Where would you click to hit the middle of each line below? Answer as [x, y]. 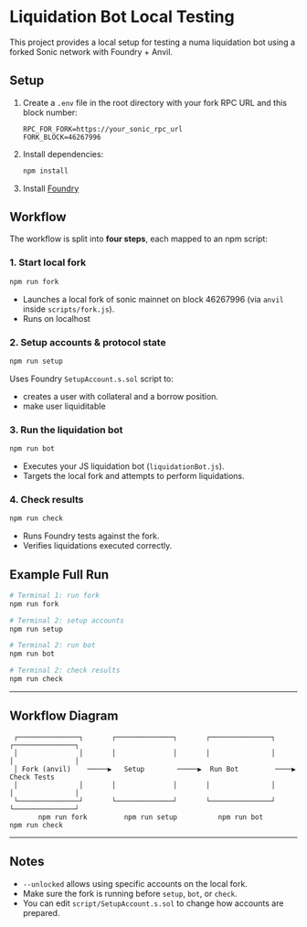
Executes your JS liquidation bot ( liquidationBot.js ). [123, 466]
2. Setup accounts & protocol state [88, 342]
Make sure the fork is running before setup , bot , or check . [130, 893]
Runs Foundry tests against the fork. [91, 536]
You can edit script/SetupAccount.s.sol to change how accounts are [153, 903]
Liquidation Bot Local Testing [122, 17]
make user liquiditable [64, 406]
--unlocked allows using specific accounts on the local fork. [135, 883]
